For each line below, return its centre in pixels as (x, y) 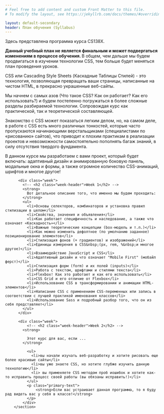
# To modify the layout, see (35, 14)
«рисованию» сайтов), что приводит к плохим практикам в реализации (80, 136)
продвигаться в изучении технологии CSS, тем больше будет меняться (80, 61)
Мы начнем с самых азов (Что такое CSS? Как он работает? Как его (76, 96)
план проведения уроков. (32, 66)
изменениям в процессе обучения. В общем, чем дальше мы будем (78, 56)
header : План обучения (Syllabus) (40, 27)
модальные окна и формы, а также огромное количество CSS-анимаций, (82, 166)
